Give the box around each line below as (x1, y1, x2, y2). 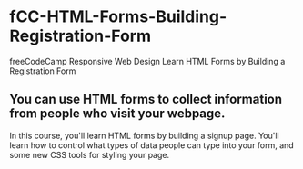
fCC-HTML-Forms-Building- (9, 6, 227, 27)
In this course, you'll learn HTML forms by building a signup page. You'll (9, 130, 279, 141)
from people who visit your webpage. (9, 106, 226, 122)
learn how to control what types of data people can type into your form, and (9, 139, 294, 151)
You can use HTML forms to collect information (9, 92, 283, 107)
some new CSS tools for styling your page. (9, 149, 170, 160)
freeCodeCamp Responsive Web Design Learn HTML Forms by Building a (9, 55, 286, 66)
